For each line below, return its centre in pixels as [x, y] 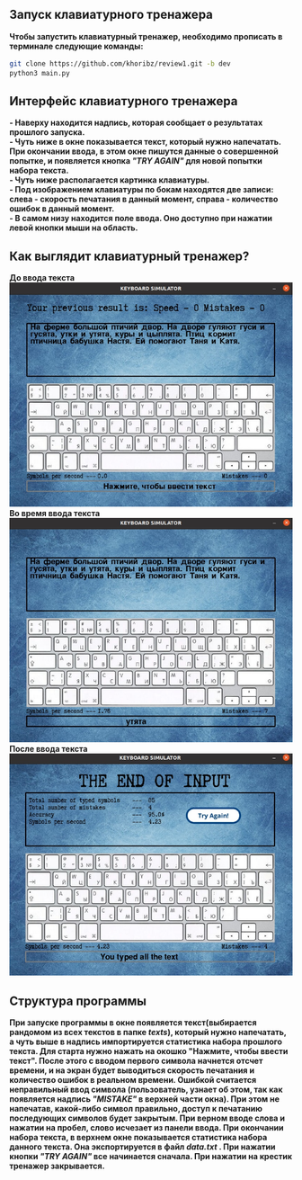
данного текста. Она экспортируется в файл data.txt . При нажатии [142, 1147]
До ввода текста [42, 278]
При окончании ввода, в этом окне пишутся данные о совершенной [144, 151]
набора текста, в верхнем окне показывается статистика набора [138, 1138]
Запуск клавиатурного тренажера [111, 15]
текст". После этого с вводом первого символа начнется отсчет [136, 1061]
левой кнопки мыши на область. [74, 228]
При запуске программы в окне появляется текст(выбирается [133, 1023]
